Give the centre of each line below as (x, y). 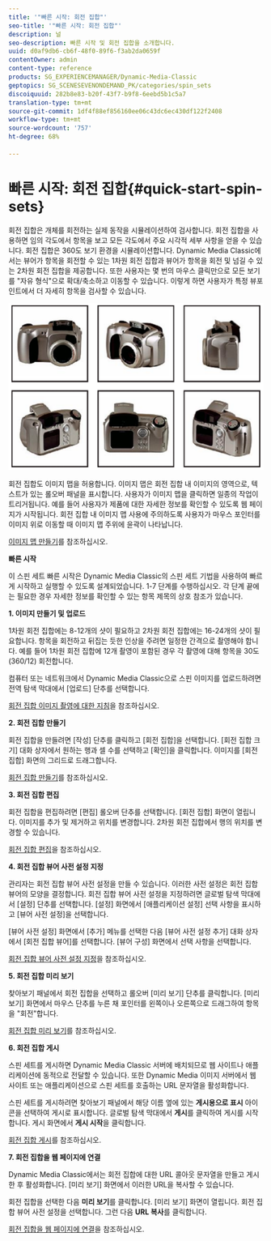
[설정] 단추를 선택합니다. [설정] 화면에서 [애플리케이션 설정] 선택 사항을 (128, 904)
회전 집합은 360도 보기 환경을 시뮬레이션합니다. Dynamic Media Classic (140, 250)
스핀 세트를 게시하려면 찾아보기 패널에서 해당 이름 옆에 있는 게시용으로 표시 (126, 1102)
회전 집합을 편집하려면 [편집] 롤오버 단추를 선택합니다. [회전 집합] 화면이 (121, 812)
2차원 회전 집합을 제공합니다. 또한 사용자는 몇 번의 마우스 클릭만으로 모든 (131, 271)
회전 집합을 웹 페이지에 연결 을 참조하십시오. (76, 1229)
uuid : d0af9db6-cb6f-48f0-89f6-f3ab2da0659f (85, 51)
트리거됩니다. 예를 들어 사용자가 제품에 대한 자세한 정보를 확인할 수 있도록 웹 (128, 504)
